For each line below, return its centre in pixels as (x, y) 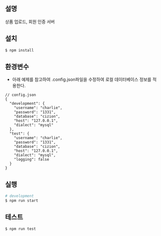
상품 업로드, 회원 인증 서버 (30, 22)
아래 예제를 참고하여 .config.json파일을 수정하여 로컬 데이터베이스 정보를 (82, 80)
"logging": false (32, 160)
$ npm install (20, 50)
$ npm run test (21, 229)
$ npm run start (22, 201)
